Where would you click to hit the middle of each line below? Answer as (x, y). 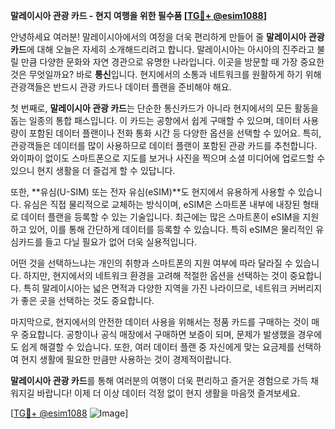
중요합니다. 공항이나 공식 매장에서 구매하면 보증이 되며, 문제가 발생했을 (158, 334)
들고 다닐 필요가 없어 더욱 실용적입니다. (121, 242)
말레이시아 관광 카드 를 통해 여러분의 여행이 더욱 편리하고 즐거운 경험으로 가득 (159, 380)
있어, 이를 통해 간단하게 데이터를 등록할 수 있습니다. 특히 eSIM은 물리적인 (171, 229)
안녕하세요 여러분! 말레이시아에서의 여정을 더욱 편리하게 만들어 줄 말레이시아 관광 (167, 37)
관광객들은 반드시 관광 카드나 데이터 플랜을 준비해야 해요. (121, 87)
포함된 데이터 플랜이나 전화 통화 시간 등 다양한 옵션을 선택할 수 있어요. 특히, (175, 133)
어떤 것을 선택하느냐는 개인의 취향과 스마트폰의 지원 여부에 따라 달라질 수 (151, 263)
